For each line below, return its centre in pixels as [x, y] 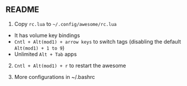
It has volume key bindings [47, 35]
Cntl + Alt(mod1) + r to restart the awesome [70, 65]
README [22, 10]
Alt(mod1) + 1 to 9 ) [39, 48]
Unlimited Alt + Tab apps [45, 54]
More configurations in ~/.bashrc [54, 77]
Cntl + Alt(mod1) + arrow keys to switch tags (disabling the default [97, 41]
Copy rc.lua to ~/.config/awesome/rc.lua [66, 24]
